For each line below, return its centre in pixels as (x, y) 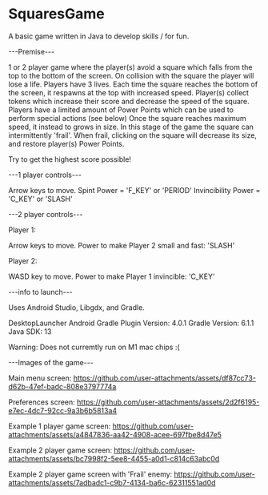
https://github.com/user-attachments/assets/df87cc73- (164, 378)
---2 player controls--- (46, 214)
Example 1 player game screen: (60, 426)
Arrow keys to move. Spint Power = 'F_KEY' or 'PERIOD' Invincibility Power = (134, 190)
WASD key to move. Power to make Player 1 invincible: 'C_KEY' (112, 276)
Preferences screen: (42, 402)
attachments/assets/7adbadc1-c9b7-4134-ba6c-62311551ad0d (112, 482)
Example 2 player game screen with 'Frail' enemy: (90, 474)
